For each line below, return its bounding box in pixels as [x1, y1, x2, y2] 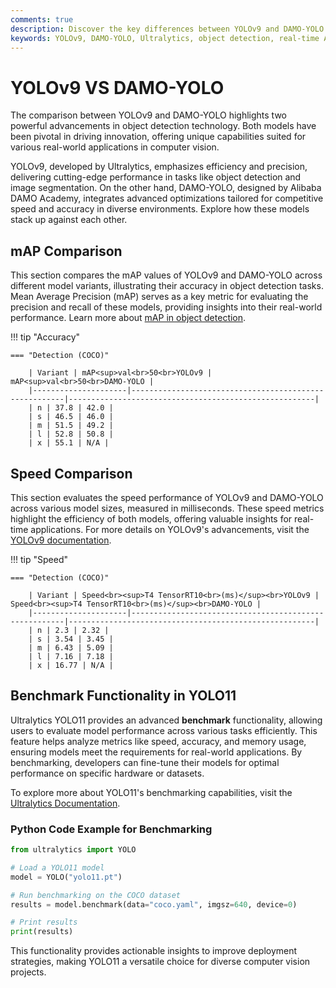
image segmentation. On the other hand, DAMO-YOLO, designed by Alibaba [10, 182, 322, 194]
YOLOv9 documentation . [10, 534, 112, 546]
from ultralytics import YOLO [10, 845, 137, 855]
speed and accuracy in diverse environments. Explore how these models [10, 203, 310, 215]
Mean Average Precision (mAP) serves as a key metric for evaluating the [10, 291, 309, 303]
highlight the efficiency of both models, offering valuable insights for [10, 512, 293, 525]
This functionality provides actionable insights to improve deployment [10, 945, 298, 957]
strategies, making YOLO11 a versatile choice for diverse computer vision [10, 956, 311, 968]
